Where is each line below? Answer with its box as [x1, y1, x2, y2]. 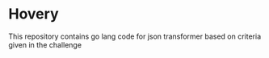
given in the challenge [8, 39, 82, 49]
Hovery [8, 5, 59, 23]
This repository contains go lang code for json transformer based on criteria [8, 31, 262, 41]
